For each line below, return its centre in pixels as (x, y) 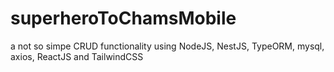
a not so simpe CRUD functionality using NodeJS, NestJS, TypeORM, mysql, (167, 46)
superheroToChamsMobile (123, 18)
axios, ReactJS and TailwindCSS (77, 56)
